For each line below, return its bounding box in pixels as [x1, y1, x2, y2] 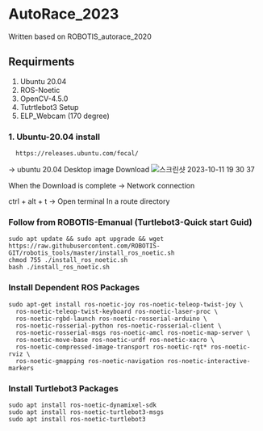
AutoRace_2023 [8, 5, 119, 23]
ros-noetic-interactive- [166, 357, 251, 365]
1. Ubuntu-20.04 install [8, 131, 101, 142]
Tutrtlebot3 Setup [19, 102, 79, 112]
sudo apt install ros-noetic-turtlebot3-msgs [8, 408, 164, 416]
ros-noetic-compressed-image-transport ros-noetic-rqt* [15, 343, 207, 351]
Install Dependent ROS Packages [8, 282, 140, 294]
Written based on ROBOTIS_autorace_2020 [8, 32, 152, 41]
